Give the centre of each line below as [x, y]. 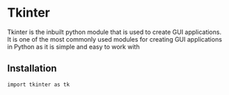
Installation [32, 68]
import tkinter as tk [39, 85]
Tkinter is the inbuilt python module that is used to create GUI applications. [114, 32]
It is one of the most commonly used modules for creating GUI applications [115, 39]
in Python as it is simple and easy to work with [74, 46]
